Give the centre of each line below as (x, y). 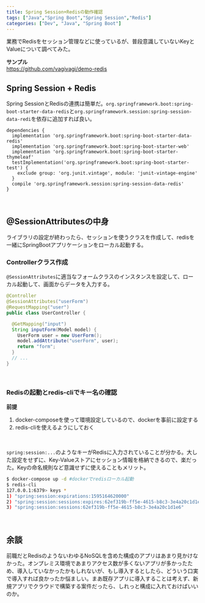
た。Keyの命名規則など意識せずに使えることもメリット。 (78, 467)
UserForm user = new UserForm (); (60, 335)
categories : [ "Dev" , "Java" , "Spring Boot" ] (64, 23)
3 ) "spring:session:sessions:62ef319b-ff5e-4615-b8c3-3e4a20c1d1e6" (95, 508)
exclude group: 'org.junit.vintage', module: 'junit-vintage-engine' (108, 174)
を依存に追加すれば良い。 (63, 119)
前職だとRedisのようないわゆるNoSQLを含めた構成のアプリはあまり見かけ (100, 556)
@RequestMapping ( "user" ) (38, 307)
